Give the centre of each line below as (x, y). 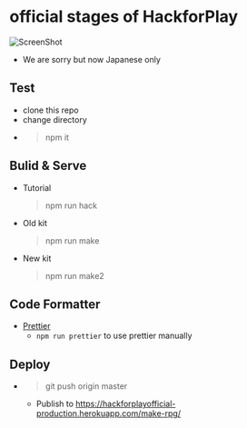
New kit (37, 258)
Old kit (35, 223)
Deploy (30, 364)
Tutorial (37, 187)
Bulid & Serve (48, 166)
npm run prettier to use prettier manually (114, 336)
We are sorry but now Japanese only (92, 59)
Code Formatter (55, 304)
